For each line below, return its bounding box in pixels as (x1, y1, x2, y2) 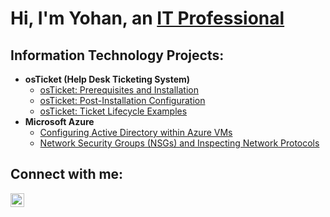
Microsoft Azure (24, 116, 95, 127)
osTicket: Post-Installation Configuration (39, 95, 206, 106)
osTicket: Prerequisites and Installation (39, 84, 200, 96)
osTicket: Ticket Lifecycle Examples (39, 105, 188, 117)
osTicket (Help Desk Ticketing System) (24, 73, 191, 85)
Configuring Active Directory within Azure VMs (39, 127, 233, 138)
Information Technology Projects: (10, 47, 225, 64)
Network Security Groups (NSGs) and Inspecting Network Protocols (39, 137, 320, 149)
